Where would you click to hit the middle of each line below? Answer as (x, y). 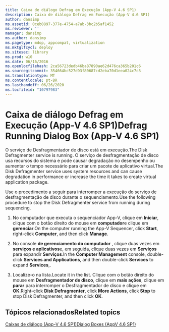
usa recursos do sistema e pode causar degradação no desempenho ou (80, 161)
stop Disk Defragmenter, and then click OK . (58, 296)
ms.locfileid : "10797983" (32, 90)
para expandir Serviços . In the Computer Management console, (79, 254)
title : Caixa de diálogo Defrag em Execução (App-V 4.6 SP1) (71, 10)
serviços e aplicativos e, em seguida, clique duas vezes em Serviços (84, 249)
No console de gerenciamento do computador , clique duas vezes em (86, 244)
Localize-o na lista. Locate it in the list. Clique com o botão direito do (83, 275)
